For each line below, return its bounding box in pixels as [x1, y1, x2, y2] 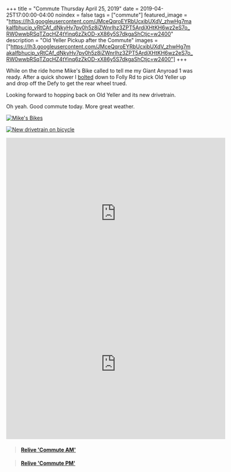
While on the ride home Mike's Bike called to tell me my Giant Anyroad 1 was [6, 67, 193, 74]
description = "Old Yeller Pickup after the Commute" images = [6, 37, 159, 43]
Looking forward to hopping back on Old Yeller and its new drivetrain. [6, 92, 176, 98]
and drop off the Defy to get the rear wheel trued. [6, 80, 128, 87]
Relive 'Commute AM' [20, 446, 76, 453]
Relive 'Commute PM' [20, 460, 76, 467]
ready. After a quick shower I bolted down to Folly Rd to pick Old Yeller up [6, 74, 186, 80]
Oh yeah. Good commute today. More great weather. [6, 103, 135, 110]
